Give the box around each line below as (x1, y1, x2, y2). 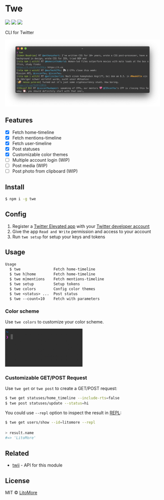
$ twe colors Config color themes (9, 286, 96, 291)
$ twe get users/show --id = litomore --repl (5, 420, 96, 425)
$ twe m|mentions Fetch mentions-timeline (9, 277, 105, 282)
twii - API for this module (12, 462, 63, 468)
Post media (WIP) (12, 163, 48, 169)
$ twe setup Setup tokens (9, 282, 80, 286)
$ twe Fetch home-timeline (9, 267, 96, 272)
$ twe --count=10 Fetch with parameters (9, 296, 100, 301)
